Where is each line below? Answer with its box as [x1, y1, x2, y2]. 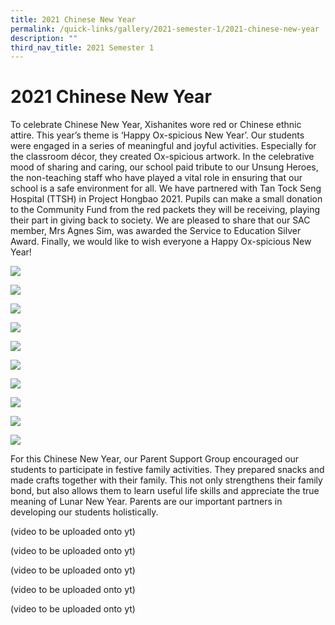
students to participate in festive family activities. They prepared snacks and [10, 464, 325, 476]
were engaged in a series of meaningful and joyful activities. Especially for [10, 140, 317, 152]
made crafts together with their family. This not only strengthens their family [10, 474, 323, 486]
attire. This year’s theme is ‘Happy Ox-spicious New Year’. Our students [10, 129, 305, 141]
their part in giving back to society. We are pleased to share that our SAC [10, 214, 311, 226]
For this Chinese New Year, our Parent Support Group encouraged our [10, 453, 300, 465]
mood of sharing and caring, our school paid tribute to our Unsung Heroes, [10, 161, 319, 173]
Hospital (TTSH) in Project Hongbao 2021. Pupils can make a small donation [10, 193, 323, 205]
